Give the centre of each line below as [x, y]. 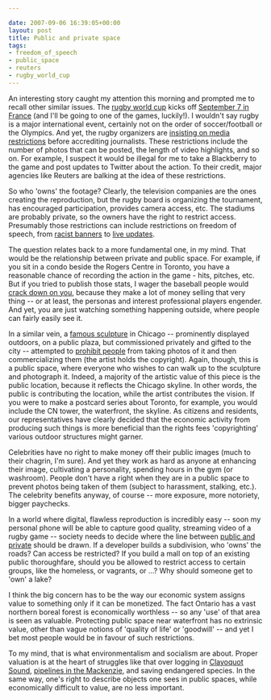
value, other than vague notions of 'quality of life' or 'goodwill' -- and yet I [131, 629]
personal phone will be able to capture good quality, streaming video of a [130, 527]
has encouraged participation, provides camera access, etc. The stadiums [132, 208]
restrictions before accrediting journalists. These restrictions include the [128, 141]
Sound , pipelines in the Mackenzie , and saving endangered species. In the [132, 670]
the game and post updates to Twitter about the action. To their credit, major [135, 167]
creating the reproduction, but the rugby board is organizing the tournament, [135, 199]
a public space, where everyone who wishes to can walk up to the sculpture [135, 368]
